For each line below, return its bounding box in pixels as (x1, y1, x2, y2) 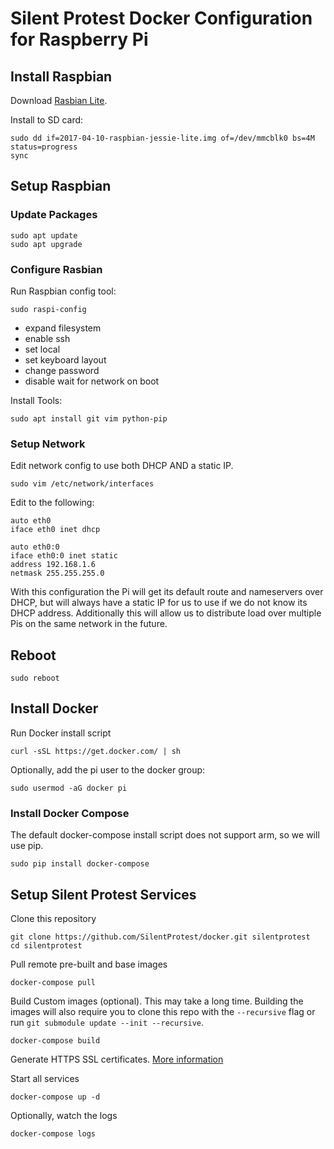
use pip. (10, 840, 44, 852)
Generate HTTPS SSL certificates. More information (10, 1053, 224, 1066)
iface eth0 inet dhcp (10, 525, 101, 535)
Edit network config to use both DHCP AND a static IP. (10, 460, 234, 472)
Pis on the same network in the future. (10, 618, 168, 630)
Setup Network (10, 437, 86, 451)
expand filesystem (24, 322, 102, 334)
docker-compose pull (10, 978, 97, 988)
